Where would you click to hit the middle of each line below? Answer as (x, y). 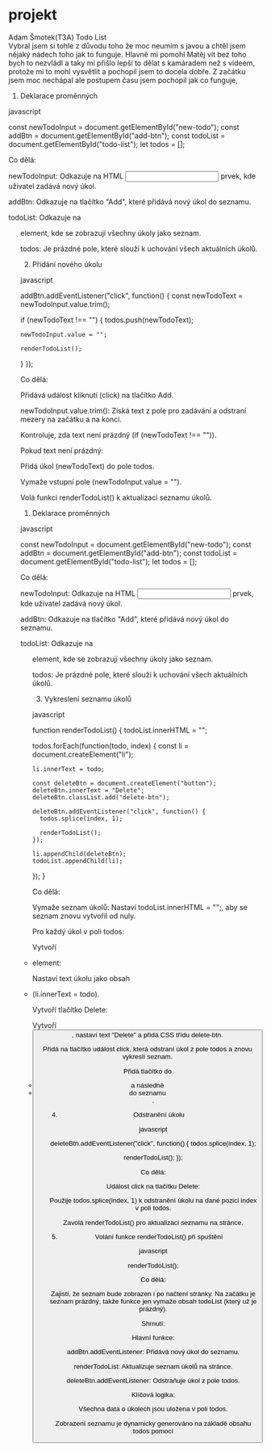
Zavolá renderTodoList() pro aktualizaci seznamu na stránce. (153, 1222)
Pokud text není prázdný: (62, 451)
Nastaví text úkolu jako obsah (81, 978)
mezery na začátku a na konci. (71, 419)
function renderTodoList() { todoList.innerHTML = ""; (120, 730)
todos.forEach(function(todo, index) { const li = (110, 745)
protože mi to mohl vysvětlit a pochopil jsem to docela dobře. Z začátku (127, 71)
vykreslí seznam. (148, 1057)
